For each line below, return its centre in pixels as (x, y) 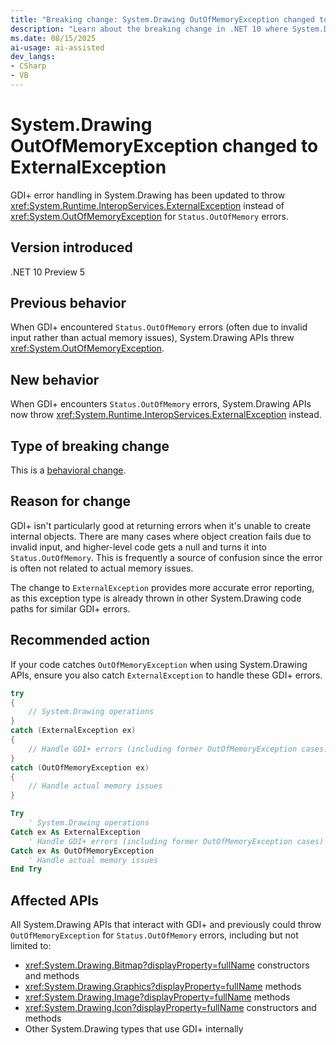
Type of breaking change (90, 446)
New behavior (55, 379)
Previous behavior (68, 303)
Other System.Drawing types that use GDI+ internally (134, 1029)
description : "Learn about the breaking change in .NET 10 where (149, 29)
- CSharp (28, 66)
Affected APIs (54, 900)
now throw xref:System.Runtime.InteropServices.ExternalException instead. (166, 415)
